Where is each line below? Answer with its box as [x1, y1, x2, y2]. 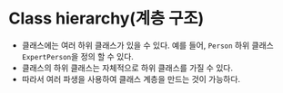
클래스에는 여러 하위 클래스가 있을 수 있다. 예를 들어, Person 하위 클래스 [21, 40, 274, 51]
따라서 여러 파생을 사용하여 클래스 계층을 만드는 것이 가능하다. [21, 73, 241, 84]
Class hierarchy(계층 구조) [8, 8, 205, 29]
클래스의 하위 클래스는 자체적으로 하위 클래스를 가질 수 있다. [21, 62, 234, 73]
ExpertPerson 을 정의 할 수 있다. [21, 51, 134, 61]
